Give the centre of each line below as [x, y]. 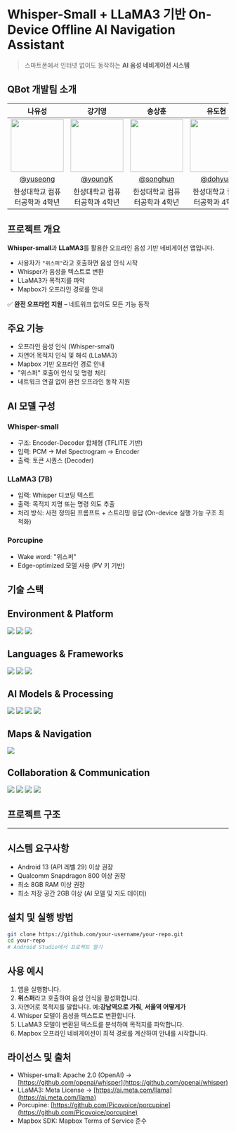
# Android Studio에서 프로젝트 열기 [55, 948]
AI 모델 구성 [31, 406]
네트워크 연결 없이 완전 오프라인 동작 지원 [74, 382]
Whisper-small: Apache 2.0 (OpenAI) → [74, 1075]
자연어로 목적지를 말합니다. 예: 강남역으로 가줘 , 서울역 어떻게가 [101, 1007]
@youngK [97, 179]
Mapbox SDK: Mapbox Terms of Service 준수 [82, 1121]
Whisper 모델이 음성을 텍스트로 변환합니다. [76, 1015]
